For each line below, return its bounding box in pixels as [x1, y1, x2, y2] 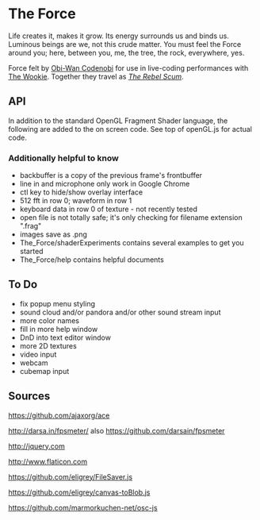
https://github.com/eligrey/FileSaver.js [8, 472, 133, 481]
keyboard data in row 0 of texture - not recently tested [19, 204, 198, 214]
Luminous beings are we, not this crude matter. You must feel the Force [8, 39, 242, 48]
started [19, 247, 44, 256]
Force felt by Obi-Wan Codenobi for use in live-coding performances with [8, 63, 249, 72]
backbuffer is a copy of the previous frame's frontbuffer [19, 171, 203, 180]
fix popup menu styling [19, 299, 96, 308]
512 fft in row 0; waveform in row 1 [19, 196, 132, 206]
